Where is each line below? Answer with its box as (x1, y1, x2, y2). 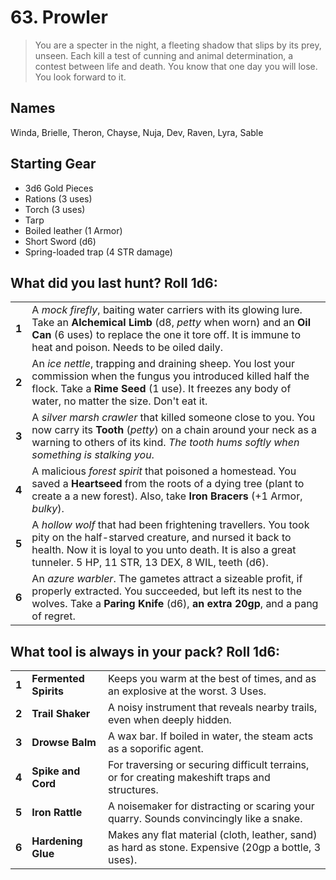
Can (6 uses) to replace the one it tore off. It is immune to (31, 328, 302, 342)
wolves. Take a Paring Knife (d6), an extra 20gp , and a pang (31, 597, 319, 611)
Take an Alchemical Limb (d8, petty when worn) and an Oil (31, 316, 311, 330)
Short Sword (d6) (24, 235, 97, 247)
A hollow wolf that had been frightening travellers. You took (31, 518, 310, 532)
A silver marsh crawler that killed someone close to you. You (31, 411, 316, 425)
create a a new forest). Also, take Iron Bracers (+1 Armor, (31, 489, 303, 503)
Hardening (31, 834, 83, 848)
